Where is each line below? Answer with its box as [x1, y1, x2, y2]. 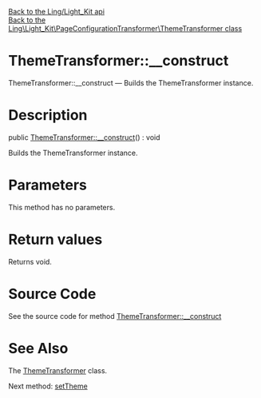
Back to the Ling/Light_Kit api [8, 7, 105, 16]
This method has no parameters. [8, 202, 116, 212]
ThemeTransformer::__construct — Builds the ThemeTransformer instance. [8, 78, 254, 87]
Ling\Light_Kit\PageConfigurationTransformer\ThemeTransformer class [8, 24, 243, 33]
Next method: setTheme [8, 381, 88, 391]
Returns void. [8, 257, 52, 266]
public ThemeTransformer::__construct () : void [8, 132, 161, 142]
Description [8, 106, 88, 125]
